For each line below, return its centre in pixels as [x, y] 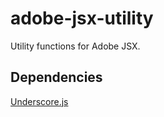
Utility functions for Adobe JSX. [75, 46]
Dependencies [56, 77]
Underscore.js [39, 101]
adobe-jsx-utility [82, 18]
